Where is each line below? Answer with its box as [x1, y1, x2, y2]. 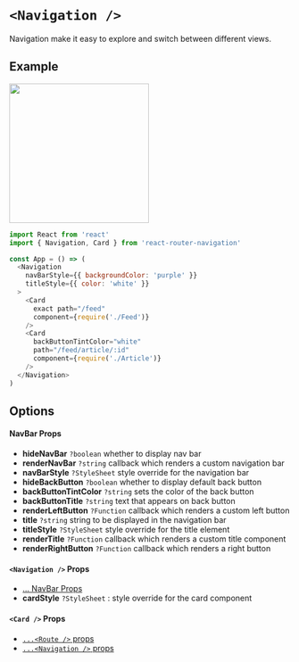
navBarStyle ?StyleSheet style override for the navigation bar [21, 468, 250, 478]
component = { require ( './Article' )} [32, 354, 162, 363]
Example [9, 59, 59, 74]
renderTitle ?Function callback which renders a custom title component [21, 534, 287, 544]
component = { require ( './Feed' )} [32, 312, 150, 321]
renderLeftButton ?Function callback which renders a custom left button [21, 505, 290, 516]
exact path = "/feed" [32, 304, 105, 313]
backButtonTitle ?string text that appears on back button [21, 496, 236, 507]
